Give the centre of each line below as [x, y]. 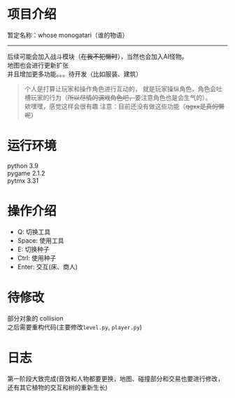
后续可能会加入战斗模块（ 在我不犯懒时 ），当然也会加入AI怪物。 [98, 56]
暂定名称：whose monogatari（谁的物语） [68, 35]
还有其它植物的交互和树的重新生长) [58, 387]
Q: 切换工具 [34, 232]
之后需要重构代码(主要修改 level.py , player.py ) [74, 327]
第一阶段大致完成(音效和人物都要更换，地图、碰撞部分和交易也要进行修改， [116, 378]
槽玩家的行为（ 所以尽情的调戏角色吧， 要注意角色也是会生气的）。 [118, 97]
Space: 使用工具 [41, 240]
